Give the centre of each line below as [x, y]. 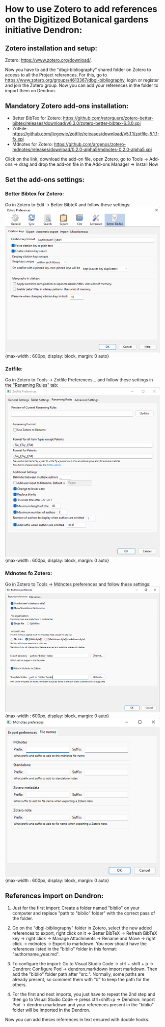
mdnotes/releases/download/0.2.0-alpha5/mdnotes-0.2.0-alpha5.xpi [82, 149]
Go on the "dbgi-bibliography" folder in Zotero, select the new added [82, 928]
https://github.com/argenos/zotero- [90, 144]
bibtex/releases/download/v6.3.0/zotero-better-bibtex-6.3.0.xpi [76, 123]
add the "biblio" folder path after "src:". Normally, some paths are [78, 974]
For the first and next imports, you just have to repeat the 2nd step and [84, 994]
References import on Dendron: [55, 896]
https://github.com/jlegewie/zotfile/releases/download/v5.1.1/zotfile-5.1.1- [86, 134]
